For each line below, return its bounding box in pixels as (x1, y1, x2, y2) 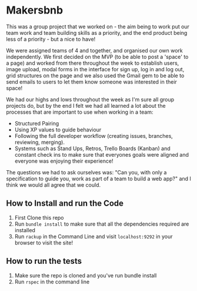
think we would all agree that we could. (6, 181, 101, 189)
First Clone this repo (14, 214, 64, 221)
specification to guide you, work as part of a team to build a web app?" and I (6, 175, 191, 182)
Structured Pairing (14, 120, 59, 127)
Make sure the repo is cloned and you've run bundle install (14, 272, 157, 279)
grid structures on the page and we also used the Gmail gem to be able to (6, 72, 185, 79)
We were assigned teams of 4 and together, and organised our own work (6, 47, 183, 54)
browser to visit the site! (14, 239, 74, 246)
